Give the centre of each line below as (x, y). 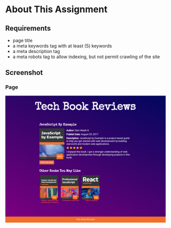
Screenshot (24, 73)
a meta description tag (36, 51)
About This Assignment (56, 9)
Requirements (28, 28)
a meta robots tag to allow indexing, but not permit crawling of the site (86, 57)
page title (23, 40)
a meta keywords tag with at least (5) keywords (62, 46)
